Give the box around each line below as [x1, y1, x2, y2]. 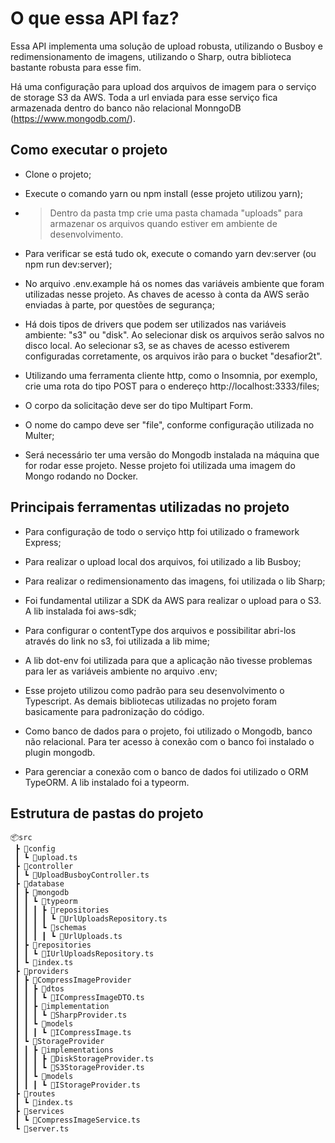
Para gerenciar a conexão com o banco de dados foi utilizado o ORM [24, 765, 309, 777]
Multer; [24, 429, 55, 441]
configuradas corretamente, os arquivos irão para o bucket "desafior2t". [24, 350, 323, 362]
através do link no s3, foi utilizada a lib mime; [24, 635, 211, 647]
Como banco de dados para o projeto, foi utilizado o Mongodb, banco [24, 725, 313, 737]
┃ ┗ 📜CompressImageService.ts [14, 1115, 141, 1126]
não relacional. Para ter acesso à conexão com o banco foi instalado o [24, 735, 315, 747]
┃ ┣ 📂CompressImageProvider [14, 975, 132, 986]
